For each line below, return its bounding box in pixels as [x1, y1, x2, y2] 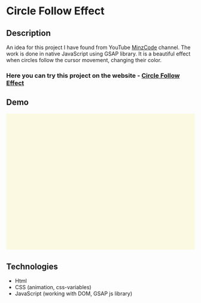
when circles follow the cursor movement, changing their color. [6, 57, 162, 63]
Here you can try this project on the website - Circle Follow [6, 71, 180, 79]
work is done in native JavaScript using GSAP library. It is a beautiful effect [6, 50, 191, 57]
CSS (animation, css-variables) [14, 283, 92, 290]
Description [6, 28, 51, 38]
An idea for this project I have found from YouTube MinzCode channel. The [6, 44, 191, 51]
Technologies [6, 261, 59, 271]
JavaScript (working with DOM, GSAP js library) [14, 290, 133, 297]
